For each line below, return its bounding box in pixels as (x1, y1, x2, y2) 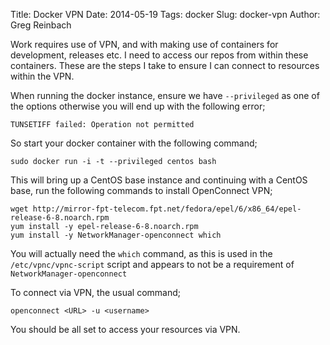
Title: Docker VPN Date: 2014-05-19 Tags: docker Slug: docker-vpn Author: (10, 9, 321, 20)
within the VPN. (10, 70, 75, 82)
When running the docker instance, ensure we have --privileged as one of (10, 90, 320, 101)
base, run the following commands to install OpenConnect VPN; (10, 185, 273, 196)
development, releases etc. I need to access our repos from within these (10, 49, 309, 61)
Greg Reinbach (10, 19, 72, 31)
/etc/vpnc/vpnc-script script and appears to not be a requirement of (10, 259, 295, 270)
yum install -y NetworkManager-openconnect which (10, 230, 222, 240)
